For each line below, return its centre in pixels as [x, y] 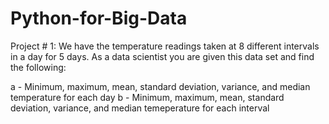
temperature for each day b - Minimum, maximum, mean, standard [147, 97]
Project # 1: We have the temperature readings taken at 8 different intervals [165, 46]
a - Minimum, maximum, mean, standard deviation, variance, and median [160, 86]
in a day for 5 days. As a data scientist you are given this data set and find [162, 56]
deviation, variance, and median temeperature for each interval [140, 108]
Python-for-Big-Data [99, 18]
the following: [38, 67]
